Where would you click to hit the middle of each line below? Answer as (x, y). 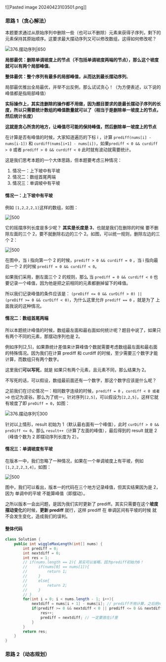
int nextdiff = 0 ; (42, 553)
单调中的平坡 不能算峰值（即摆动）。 (51, 493)
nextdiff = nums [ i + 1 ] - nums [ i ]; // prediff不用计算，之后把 (95, 604)
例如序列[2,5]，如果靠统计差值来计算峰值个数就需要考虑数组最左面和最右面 (81, 347)
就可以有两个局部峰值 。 (29, 66)
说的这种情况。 (29, 306)
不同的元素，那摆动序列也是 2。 (50, 336)
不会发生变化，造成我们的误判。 (38, 516)
